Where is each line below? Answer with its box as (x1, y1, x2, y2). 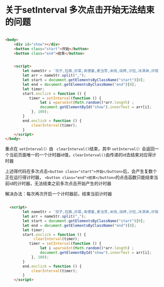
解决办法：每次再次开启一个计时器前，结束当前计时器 (5, 191, 112, 197)
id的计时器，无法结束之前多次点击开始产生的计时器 (9, 181, 111, 187)
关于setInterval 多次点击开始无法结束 (5, 4, 155, 16)
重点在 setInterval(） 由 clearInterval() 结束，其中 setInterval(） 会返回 (5, 146, 155, 152)
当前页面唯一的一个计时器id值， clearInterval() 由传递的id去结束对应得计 (9, 152, 157, 158)
